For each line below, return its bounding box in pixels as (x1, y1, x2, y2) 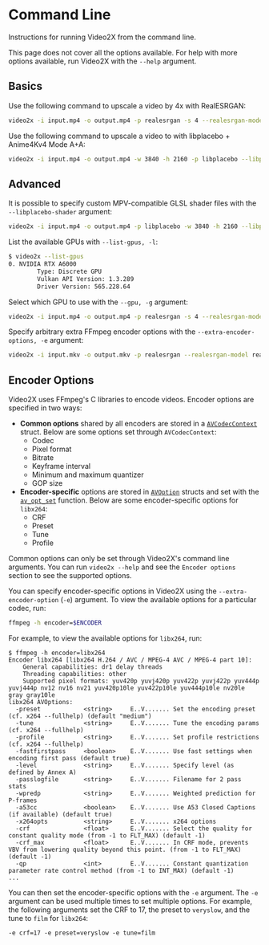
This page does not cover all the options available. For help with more (8, 47, 238, 57)
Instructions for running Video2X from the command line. (8, 32, 196, 42)
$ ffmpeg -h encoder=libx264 (8, 649, 106, 657)
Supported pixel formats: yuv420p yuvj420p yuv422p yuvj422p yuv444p (22, 677, 260, 685)
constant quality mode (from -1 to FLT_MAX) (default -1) (8, 832, 206, 840)
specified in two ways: (8, 403, 82, 413)
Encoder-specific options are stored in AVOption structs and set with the (19, 487, 259, 497)
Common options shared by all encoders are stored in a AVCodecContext (19, 419, 258, 429)
